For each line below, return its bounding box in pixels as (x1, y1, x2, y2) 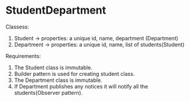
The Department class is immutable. (14, 76, 102, 84)
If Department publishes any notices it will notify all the (14, 82, 149, 90)
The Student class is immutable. (14, 63, 93, 71)
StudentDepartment (5, 4, 107, 17)
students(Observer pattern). (14, 89, 83, 96)
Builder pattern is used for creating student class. (14, 70, 135, 77)
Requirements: (5, 52, 41, 59)
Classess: (5, 23, 30, 30)
